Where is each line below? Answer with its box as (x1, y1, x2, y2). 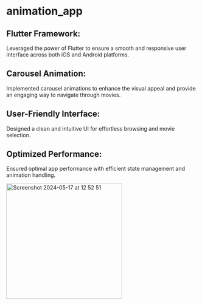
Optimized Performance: (6, 149, 102, 159)
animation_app (6, 4, 83, 18)
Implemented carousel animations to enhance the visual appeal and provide (6, 84, 196, 92)
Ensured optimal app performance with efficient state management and (6, 165, 186, 173)
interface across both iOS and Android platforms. (6, 51, 130, 58)
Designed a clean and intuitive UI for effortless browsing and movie (6, 125, 175, 132)
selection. (6, 131, 31, 139)
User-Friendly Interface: (6, 109, 100, 119)
